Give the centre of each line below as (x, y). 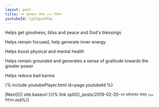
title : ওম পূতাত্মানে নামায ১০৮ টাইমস (33, 14)
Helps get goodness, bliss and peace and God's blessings (63, 33)
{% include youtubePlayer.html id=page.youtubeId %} (59, 85)
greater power (19, 66)
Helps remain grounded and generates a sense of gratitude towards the (77, 61)
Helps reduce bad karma (30, 76)
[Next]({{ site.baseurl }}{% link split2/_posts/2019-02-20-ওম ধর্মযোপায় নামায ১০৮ (79, 95)
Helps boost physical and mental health (44, 51)
